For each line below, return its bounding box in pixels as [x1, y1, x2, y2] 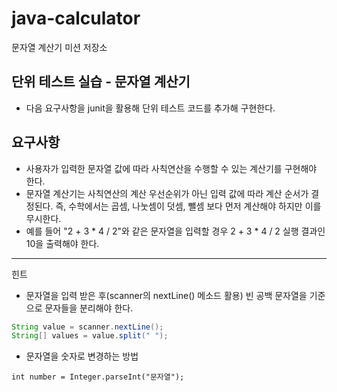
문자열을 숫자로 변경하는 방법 [25, 350, 139, 362]
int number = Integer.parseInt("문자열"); [11, 372, 185, 382]
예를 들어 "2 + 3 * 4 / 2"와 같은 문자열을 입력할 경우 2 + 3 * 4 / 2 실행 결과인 [25, 225, 326, 237]
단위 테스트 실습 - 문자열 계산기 [11, 73, 191, 91]
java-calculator [11, 7, 141, 30]
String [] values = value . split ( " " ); [11, 331, 169, 341]
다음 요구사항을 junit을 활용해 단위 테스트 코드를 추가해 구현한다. [25, 102, 276, 114]
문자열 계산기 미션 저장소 [11, 41, 108, 53]
